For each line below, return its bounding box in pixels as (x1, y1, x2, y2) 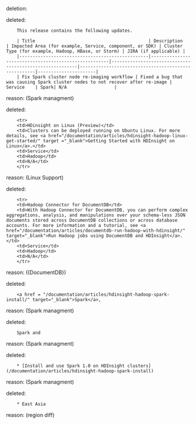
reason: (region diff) (6, 412, 55, 418)
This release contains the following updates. (16, 28, 133, 34)
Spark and (16, 330, 41, 336)
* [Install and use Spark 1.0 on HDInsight (16, 363, 125, 369)
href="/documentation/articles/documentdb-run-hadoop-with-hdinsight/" (6, 228, 185, 233)
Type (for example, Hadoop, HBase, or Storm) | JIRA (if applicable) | (6, 48, 185, 54)
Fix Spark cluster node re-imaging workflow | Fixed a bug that (21, 74, 183, 80)
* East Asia (16, 401, 46, 407)
